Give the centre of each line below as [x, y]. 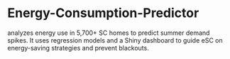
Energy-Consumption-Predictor [103, 13]
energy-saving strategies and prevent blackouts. [78, 48]
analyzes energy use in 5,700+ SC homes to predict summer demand [109, 33]
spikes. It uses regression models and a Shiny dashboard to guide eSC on [115, 40]
